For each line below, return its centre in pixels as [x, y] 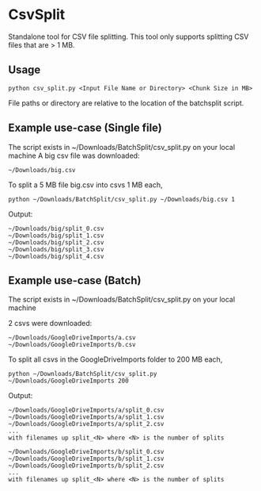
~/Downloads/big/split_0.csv [56, 228]
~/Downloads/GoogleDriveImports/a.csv [72, 338]
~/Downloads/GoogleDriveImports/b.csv [72, 345]
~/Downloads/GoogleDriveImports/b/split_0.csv [86, 452]
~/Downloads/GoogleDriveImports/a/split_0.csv [86, 410]
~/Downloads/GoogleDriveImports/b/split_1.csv [86, 459]
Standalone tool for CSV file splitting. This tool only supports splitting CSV [129, 36]
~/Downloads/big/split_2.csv [56, 242]
